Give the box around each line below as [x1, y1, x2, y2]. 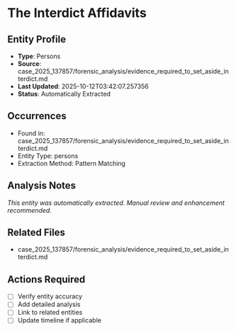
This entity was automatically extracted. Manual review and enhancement [7, 198, 225, 207]
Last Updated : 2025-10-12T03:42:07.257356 [17, 82, 149, 90]
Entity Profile [7, 33, 66, 45]
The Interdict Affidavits [7, 5, 147, 21]
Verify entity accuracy [17, 292, 83, 301]
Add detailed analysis [17, 300, 81, 309]
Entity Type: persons [17, 151, 79, 160]
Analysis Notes [7, 179, 77, 192]
